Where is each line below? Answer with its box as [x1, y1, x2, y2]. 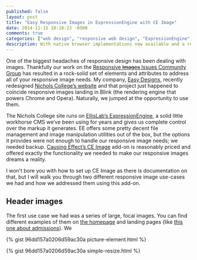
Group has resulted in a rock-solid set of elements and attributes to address [6, 70, 189, 77]
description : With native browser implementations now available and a [6, 42, 185, 47]
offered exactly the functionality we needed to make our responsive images [6, 149, 189, 156]
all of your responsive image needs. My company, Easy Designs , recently [6, 76, 183, 83]
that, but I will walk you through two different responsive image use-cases [6, 173, 185, 180]
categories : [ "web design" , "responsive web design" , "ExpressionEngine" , [6, 36, 193, 42]
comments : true [6, 30, 43, 36]
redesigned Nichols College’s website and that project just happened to [6, 82, 179, 89]
